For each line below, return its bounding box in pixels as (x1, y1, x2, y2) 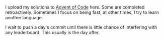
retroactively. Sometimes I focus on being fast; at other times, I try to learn (5, 9, 159, 15)
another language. (5, 15, 43, 20)
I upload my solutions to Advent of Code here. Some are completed (5, 4, 145, 10)
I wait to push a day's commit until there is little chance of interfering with (5, 24, 157, 30)
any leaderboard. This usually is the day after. (5, 30, 100, 35)
